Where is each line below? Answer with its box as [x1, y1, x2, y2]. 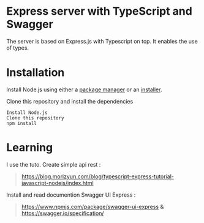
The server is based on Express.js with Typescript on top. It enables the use [6, 37, 198, 45]
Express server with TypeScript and [6, 4, 193, 18]
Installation [6, 66, 65, 80]
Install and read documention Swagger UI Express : [6, 191, 136, 198]
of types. [6, 44, 29, 51]
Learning [6, 141, 53, 154]
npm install [6, 120, 37, 126]
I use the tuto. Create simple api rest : [6, 161, 101, 168]
